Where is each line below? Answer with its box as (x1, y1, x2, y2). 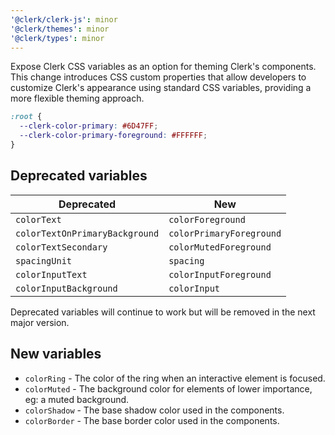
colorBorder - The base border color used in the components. (24, 414, 280, 426)
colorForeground (168, 214, 246, 225)
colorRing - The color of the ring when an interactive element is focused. (24, 372, 326, 384)
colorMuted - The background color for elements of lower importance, (24, 382, 313, 395)
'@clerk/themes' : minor (10, 24, 110, 34)
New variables (10, 346, 102, 363)
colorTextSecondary (15, 241, 108, 253)
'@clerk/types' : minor (10, 33, 105, 43)
